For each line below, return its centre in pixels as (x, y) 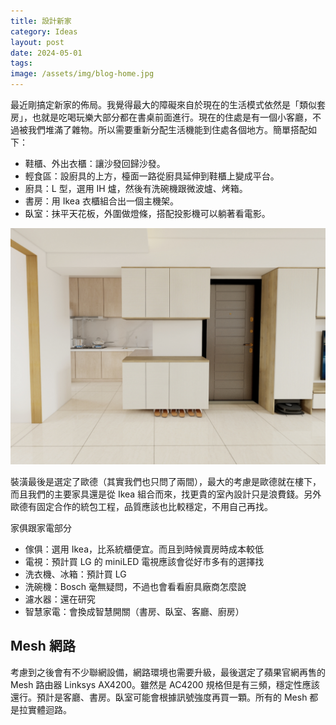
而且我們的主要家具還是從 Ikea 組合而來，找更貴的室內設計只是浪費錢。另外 (166, 494)
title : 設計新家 (41, 21)
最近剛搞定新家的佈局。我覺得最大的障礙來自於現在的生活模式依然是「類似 (163, 104)
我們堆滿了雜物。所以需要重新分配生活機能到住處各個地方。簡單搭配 (167, 129)
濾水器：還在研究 (60, 599)
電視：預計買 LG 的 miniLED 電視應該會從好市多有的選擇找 (144, 561)
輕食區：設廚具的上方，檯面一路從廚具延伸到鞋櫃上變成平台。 (152, 176)
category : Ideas (44, 31)
